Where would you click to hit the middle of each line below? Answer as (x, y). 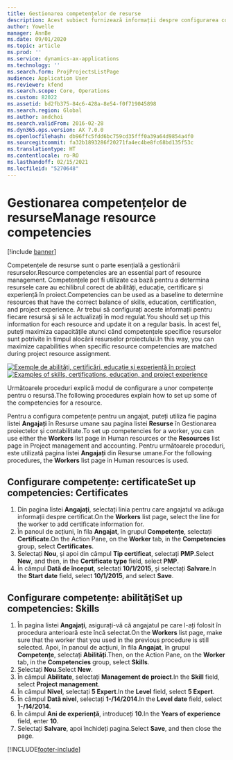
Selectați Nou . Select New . (55, 670)
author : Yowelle (31, 26)
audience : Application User (48, 78)
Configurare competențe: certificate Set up (102, 482)
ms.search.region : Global (44, 110)
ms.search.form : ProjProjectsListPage (63, 71)
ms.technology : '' (34, 65)
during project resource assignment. (59, 353)
